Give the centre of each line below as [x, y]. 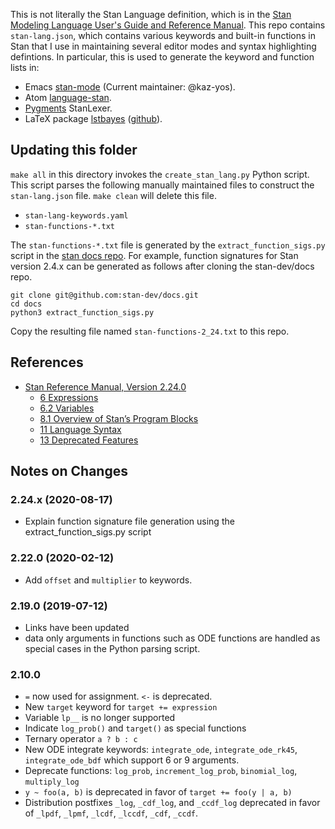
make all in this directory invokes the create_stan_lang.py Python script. [160, 174]
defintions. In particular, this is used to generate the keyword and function [162, 57]
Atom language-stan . [68, 97]
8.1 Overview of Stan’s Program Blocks [119, 418]
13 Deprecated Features [89, 440]
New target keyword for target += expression [121, 707]
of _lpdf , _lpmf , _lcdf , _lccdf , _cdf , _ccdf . [111, 813]
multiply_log [52, 782]
